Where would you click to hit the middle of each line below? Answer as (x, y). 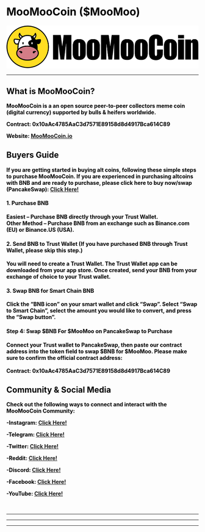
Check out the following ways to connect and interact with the (87, 404)
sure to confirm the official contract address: (65, 358)
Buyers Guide (33, 155)
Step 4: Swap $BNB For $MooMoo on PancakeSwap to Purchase (89, 331)
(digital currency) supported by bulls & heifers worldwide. (81, 112)
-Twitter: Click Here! (33, 447)
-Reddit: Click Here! (32, 458)
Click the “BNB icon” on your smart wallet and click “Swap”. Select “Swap (102, 304)
